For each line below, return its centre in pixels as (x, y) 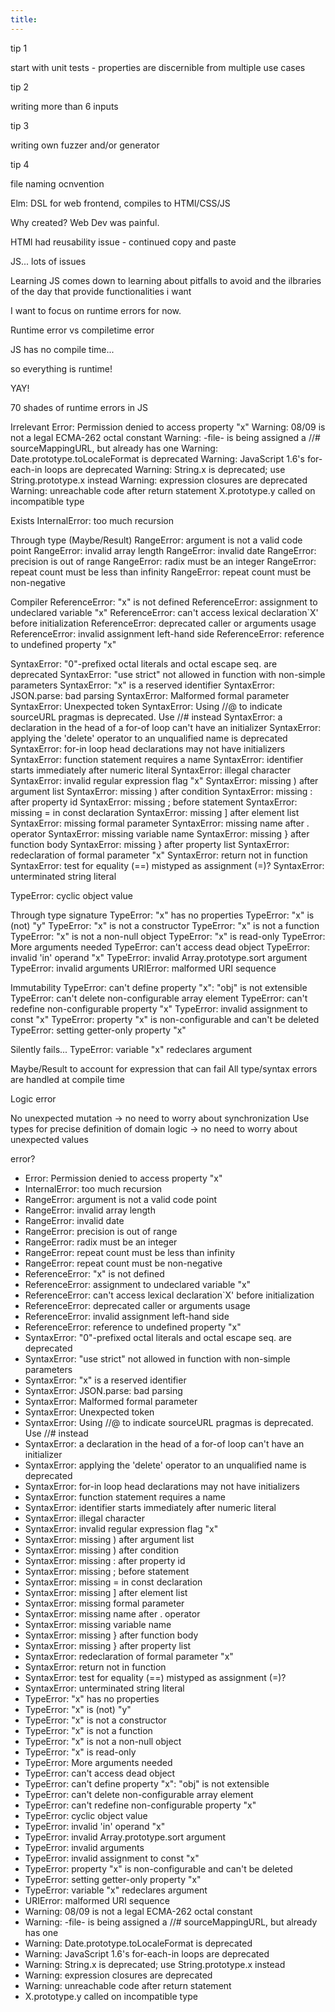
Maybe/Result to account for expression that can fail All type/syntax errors (164, 1068)
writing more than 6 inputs (64, 106)
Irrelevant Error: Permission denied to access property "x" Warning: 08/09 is (168, 427)
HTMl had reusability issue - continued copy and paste (123, 242)
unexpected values (49, 1139)
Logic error (33, 1098)
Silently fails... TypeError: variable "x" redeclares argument (131, 1049)
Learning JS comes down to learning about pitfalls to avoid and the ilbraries (166, 280)
